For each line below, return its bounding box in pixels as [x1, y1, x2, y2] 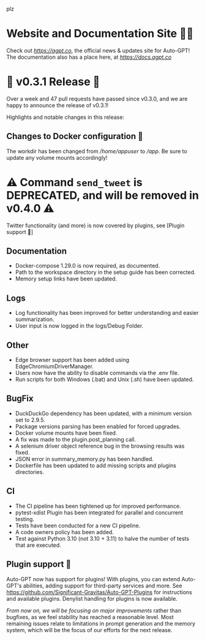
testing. [15, 515, 35, 522]
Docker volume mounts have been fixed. [15, 429, 117, 437]
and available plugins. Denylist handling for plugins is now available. [6, 595, 177, 602]
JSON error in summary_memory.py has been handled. [15, 455, 154, 462]
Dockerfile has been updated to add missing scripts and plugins [15, 462, 176, 469]
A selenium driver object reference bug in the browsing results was [15, 442, 185, 450]
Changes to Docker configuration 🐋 [6, 131, 144, 141]
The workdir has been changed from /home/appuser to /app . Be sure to [6, 147, 188, 155]
